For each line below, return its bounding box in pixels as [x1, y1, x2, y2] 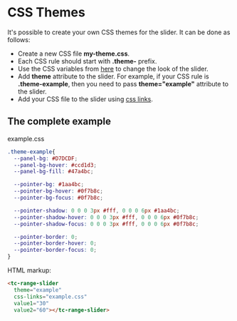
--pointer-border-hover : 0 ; [14, 240, 98, 247]
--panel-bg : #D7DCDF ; [14, 155, 78, 162]
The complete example [7, 116, 112, 128]
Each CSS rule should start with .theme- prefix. [17, 56, 157, 65]
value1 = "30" [14, 300, 50, 307]
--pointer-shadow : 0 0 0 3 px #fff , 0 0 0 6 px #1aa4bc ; [14, 207, 180, 214]
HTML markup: [7, 266, 52, 275]
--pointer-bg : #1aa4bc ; [14, 181, 84, 188]
